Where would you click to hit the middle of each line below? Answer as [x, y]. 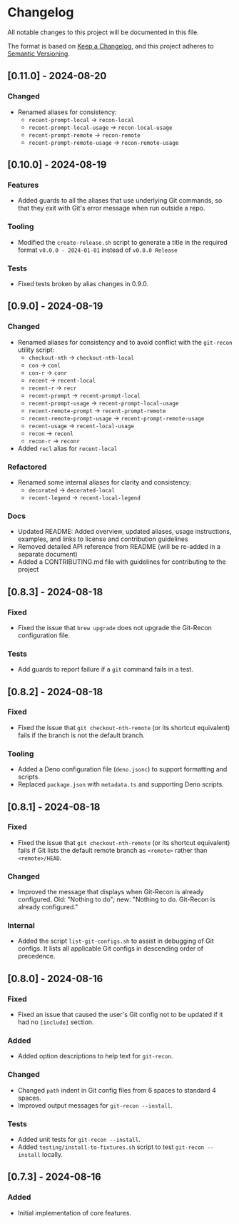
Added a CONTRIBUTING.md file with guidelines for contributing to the [122, 562]
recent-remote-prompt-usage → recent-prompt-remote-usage [116, 418]
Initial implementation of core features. [75, 1213]
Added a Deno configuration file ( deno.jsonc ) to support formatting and [122, 769]
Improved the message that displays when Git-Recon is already [111, 892]
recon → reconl [51, 433]
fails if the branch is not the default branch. [81, 735]
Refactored [27, 467]
